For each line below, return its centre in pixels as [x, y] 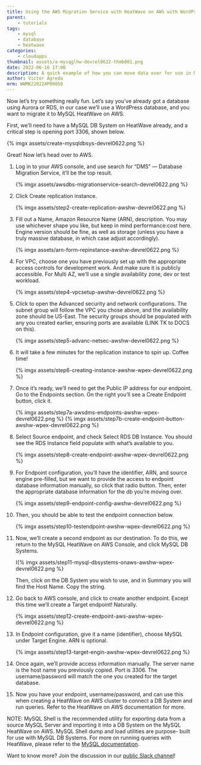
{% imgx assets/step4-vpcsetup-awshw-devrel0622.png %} [90, 292]
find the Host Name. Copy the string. [61, 586]
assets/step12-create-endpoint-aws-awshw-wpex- [101, 616]
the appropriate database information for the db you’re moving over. [99, 492]
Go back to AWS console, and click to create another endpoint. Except [102, 598]
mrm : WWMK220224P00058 [35, 84]
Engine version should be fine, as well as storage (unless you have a [99, 232]
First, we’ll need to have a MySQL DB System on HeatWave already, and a [97, 125]
